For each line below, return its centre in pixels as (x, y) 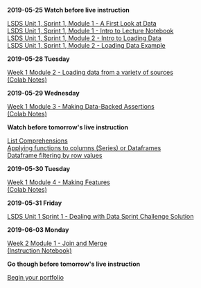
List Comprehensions (37, 141)
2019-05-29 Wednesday (43, 93)
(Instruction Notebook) (40, 251)
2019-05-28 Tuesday (38, 59)
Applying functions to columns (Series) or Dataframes (84, 148)
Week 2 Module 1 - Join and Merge (57, 243)
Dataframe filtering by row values (55, 155)
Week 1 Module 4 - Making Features (59, 182)
